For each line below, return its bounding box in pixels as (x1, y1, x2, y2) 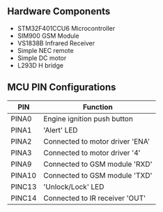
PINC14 (10, 193, 37, 203)
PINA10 (10, 170, 37, 180)
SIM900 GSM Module (17, 31, 79, 40)
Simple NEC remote (17, 46, 75, 54)
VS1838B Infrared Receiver (17, 38, 95, 47)
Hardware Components (7, 6, 111, 17)
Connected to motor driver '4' (43, 148, 141, 158)
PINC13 (10, 181, 37, 191)
